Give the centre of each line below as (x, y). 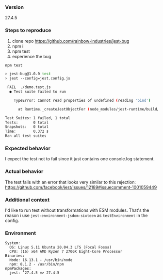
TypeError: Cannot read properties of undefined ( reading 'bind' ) (82, 100)
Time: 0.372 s (27, 132)
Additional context (27, 200)
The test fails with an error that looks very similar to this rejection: (71, 182)
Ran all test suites (26, 136)
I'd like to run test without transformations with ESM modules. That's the (77, 210)
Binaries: (15, 256)
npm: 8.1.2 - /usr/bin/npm (37, 264)
